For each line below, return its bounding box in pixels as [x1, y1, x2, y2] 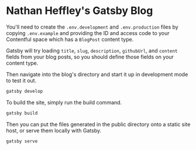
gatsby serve [6, 138, 38, 144]
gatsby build [6, 110, 38, 116]
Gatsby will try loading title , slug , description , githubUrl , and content [6, 47, 178, 54]
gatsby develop [6, 88, 43, 94]
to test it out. [6, 77, 37, 84]
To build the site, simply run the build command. [6, 99, 122, 106]
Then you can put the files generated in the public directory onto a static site [6, 121, 191, 128]
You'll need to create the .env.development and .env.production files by [6, 23, 178, 30]
